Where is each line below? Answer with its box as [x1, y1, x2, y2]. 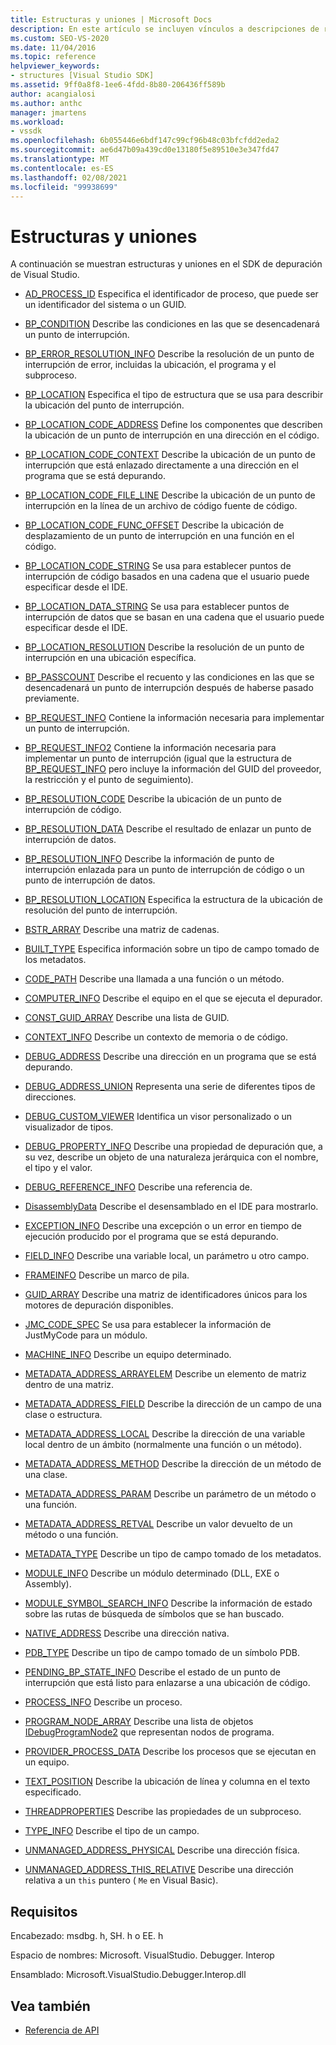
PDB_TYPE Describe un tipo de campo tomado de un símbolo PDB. [24, 1647, 301, 1659]
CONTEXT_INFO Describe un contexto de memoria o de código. [24, 1031, 289, 1043]
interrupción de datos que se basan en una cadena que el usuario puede [24, 611, 325, 623]
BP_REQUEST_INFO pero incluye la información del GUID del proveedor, [24, 763, 322, 775]
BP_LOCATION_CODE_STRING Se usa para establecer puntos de [24, 560, 292, 572]
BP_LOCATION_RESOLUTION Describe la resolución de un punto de [24, 641, 305, 653]
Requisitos [10, 1903, 78, 1920]
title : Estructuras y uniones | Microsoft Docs [10, 14, 213, 25]
